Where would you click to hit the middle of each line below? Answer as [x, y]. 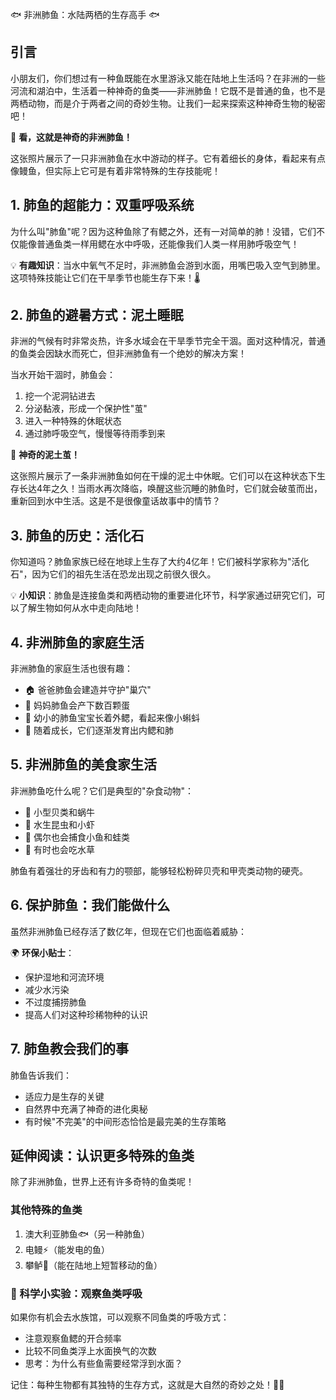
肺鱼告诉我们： [41, 1075]
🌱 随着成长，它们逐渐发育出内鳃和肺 [99, 730]
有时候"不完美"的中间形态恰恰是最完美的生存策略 [125, 1121]
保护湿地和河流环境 [64, 977]
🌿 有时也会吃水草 [59, 849]
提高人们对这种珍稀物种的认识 [86, 1014]
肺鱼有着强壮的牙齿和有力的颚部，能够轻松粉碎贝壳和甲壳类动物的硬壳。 [159, 870]
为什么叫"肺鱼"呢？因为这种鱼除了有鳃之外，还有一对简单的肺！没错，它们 [163, 231]
